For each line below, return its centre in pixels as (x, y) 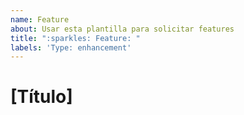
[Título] (41, 97)
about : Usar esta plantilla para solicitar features (122, 29)
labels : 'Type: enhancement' (71, 47)
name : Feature (40, 19)
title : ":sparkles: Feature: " (75, 38)
